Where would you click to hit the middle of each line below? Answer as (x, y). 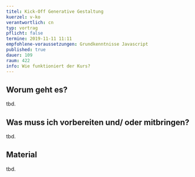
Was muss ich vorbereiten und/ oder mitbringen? (98, 122)
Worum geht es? (37, 89)
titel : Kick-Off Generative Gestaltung (55, 11)
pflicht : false (25, 33)
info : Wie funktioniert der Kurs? (48, 66)
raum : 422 (18, 60)
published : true (26, 50)
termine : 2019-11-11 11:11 (39, 39)
